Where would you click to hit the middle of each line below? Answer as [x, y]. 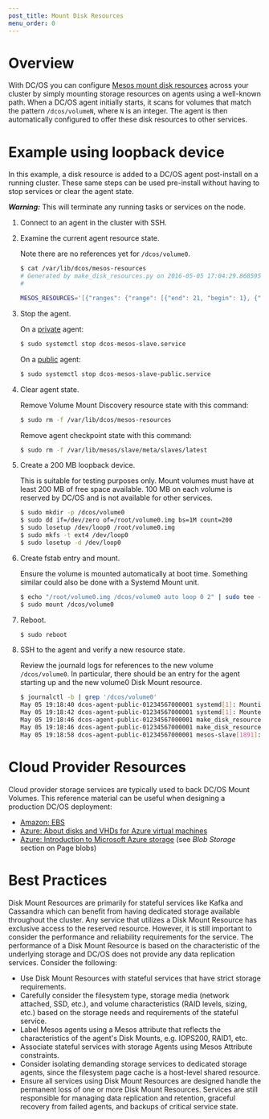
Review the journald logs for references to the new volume [117, 666]
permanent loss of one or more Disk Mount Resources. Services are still [139, 1089]
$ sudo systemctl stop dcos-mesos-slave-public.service [115, 374]
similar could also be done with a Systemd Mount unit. [109, 582]
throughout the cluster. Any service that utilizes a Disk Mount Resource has [132, 919]
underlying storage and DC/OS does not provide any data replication [122, 954]
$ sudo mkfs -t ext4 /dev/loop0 [74, 535]
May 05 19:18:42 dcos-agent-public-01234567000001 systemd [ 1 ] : [128, 712]
